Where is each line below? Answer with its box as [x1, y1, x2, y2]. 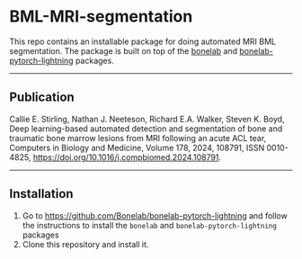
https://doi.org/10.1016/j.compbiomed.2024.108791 [32, 151, 219, 163]
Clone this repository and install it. [22, 238, 149, 249]
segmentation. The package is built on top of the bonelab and [9, 45, 238, 56]
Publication [9, 90, 75, 105]
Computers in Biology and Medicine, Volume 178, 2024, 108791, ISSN [9, 142, 265, 153]
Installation [9, 186, 74, 201]
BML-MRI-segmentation [9, 6, 193, 27]
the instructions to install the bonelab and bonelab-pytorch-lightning [22, 219, 277, 230]
